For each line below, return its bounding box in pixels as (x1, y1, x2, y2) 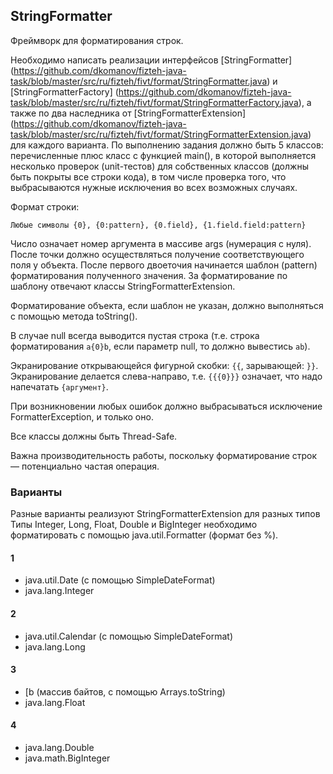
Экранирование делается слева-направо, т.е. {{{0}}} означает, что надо (10, 370, 323, 382)
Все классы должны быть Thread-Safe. (10, 430, 178, 442)
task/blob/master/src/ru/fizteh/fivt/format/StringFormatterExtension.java (10, 128, 309, 140)
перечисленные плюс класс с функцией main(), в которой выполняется (10, 149, 317, 161)
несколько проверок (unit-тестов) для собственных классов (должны (10, 160, 309, 172)
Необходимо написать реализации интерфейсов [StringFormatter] (10, 54, 293, 66)
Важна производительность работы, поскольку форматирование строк (10, 449, 318, 461)
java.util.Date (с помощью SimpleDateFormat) (24, 574, 216, 586)
